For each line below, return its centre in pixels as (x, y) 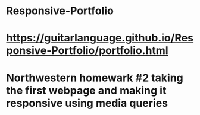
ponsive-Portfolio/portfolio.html (87, 51)
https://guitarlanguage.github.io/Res (100, 38)
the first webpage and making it (86, 90)
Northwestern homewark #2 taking (95, 78)
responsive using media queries (87, 103)
